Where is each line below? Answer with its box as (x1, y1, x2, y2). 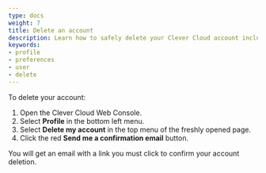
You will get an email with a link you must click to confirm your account (8, 148, 240, 158)
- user (8, 63, 30, 71)
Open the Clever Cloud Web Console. (19, 108, 142, 117)
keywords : (8, 41, 41, 49)
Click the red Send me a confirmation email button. (19, 133, 188, 143)
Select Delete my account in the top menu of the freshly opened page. (19, 125, 252, 134)
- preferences (8, 56, 55, 64)
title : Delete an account (8, 26, 93, 34)
